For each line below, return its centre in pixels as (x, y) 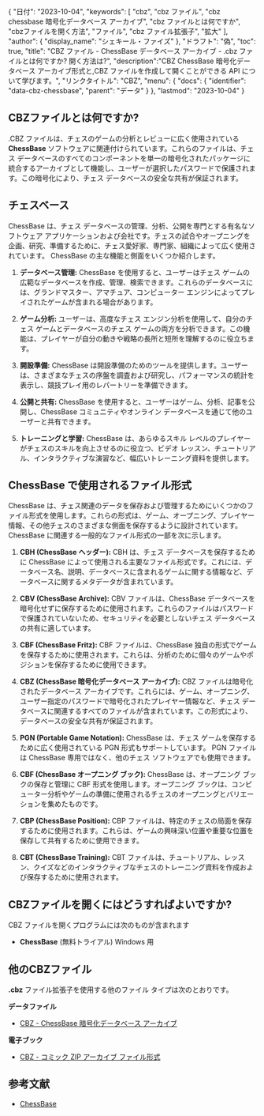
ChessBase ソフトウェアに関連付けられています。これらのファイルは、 (124, 148)
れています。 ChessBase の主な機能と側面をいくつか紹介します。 (114, 255)
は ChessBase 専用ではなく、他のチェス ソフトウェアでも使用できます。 (137, 758)
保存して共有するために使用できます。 (81, 841)
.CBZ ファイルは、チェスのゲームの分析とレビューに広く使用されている (124, 138)
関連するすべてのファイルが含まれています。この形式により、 (153, 711)
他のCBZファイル (50, 969)
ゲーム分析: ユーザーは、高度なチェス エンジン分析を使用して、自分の (133, 319)
